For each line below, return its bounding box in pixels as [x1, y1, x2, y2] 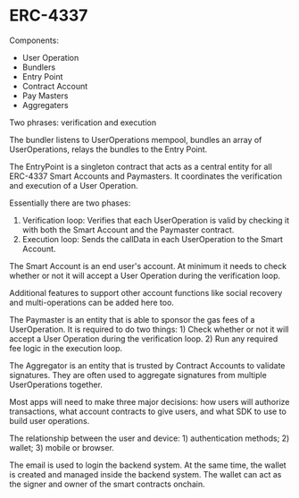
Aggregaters [21, 99, 69, 110]
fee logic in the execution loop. [9, 342, 123, 353]
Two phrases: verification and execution [9, 117, 157, 128]
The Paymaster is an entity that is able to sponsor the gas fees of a [9, 314, 255, 325]
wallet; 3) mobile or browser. [9, 442, 114, 452]
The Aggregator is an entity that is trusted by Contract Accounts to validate [9, 359, 286, 371]
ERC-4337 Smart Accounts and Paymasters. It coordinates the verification [9, 171, 283, 181]
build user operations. [9, 415, 90, 426]
